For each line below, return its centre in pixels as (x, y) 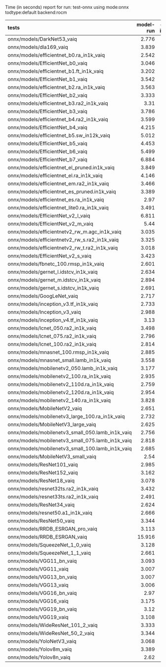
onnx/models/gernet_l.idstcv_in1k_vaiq (53, 272)
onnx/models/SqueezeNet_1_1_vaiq (49, 553)
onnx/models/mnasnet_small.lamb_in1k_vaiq (59, 360)
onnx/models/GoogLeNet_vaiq (43, 296)
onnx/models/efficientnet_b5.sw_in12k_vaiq (59, 135)
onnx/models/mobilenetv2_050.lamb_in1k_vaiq (62, 368)
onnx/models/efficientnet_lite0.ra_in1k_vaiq (58, 208)
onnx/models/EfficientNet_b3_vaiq (47, 111)
